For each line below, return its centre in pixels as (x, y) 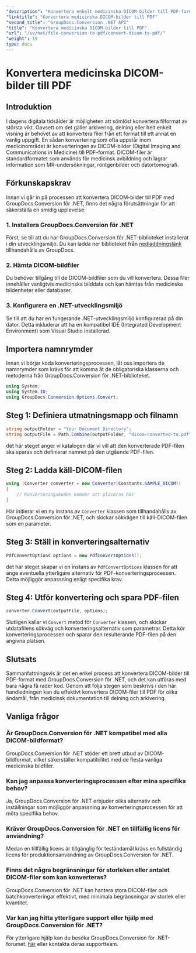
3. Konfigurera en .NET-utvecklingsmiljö (64, 306)
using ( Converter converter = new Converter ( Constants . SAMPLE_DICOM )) (94, 484)
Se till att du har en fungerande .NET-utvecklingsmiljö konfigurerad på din (94, 318)
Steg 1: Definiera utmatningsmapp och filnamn (92, 415)
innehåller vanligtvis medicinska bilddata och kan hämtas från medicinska (94, 284)
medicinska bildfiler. (30, 766)
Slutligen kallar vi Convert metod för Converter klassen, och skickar (87, 622)
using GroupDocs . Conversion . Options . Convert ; (62, 397)
